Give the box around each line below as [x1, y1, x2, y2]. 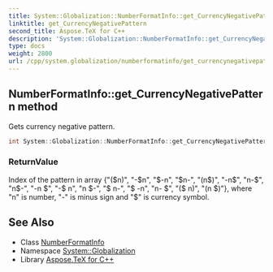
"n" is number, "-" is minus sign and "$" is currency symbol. [8, 192, 210, 201]
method [17, 100, 58, 114]
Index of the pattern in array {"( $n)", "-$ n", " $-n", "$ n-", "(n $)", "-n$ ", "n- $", [8, 175, 264, 184]
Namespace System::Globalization [19, 245, 136, 256]
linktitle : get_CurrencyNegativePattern [8, 19, 148, 28]
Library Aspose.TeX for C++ [19, 254, 115, 264]
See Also [8, 216, 54, 230]
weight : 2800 [8, 50, 53, 58]
